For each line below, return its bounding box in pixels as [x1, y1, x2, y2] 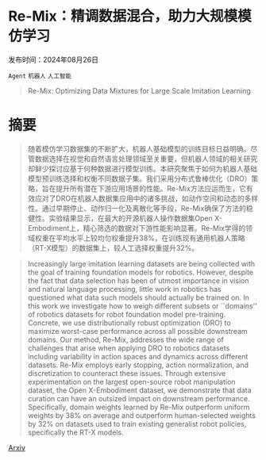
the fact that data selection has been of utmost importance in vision [27, 275, 249, 286]
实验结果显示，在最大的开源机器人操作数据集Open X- [48, 213, 222, 223]
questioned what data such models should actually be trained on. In [27, 293, 250, 302]
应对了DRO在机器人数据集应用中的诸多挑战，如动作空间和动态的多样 [34, 194, 259, 203]
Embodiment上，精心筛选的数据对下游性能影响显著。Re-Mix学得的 [27, 223, 246, 232]
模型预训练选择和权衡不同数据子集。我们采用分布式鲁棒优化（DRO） [27, 174, 252, 183]
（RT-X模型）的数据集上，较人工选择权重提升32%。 [27, 243, 199, 252]
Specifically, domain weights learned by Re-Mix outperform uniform [27, 402, 250, 412]
